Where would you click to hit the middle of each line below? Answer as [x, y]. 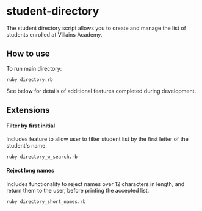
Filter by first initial [31, 126]
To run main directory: [34, 68]
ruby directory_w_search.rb [42, 157]
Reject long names [31, 170]
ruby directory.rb [30, 80]
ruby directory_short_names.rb [46, 202]
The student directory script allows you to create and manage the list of [96, 28]
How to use [28, 54]
